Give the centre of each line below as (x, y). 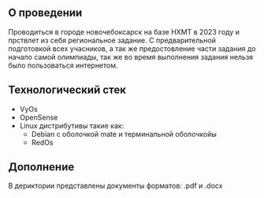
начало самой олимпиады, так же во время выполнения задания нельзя (131, 57)
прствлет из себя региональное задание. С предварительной (112, 40)
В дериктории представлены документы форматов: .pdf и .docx (115, 186)
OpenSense (39, 117)
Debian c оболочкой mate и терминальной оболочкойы (124, 134)
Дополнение (41, 167)
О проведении (45, 13)
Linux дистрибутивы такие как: (72, 126)
